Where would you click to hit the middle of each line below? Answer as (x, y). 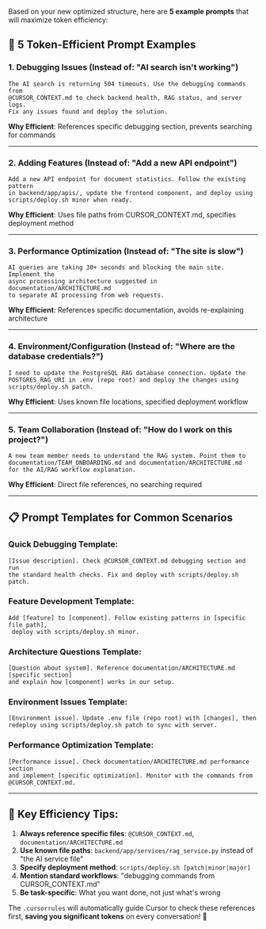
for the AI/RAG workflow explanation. (72, 470)
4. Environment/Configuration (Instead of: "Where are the (122, 347)
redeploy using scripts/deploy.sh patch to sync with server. (113, 725)
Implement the (32, 274)
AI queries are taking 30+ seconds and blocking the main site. (116, 268)
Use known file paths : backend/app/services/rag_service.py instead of (136, 850)
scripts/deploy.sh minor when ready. (70, 200)
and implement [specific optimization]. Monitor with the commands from (131, 775)
